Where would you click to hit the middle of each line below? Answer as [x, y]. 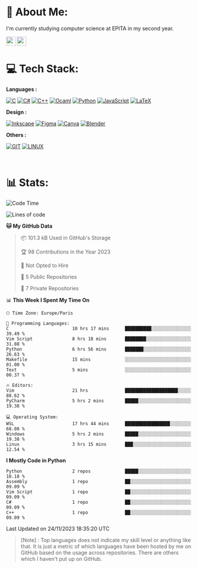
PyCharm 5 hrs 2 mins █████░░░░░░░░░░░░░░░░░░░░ [99, 400]
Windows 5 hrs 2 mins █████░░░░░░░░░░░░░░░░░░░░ [99, 434]
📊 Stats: [27, 183]
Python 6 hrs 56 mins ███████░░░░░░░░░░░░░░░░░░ [99, 349]
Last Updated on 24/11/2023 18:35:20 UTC [58, 528]
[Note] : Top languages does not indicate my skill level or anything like [106, 540]
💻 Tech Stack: [42, 69]
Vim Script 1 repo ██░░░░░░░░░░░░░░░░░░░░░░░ [99, 492]
